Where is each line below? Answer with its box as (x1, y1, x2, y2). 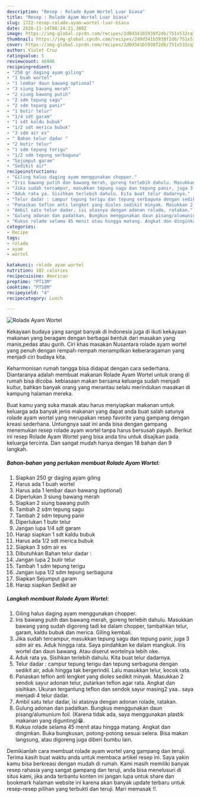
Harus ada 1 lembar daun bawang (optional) (15, 487, 122, 494)
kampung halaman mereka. (7, 390, 74, 398)
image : (7, 31, 23, 37)
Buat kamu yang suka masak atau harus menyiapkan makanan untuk (7, 402, 174, 409)
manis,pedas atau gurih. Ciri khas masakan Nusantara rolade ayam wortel (7, 341, 187, 348)
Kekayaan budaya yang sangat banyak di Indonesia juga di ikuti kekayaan (7, 328, 186, 335)
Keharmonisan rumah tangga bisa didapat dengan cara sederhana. (7, 365, 170, 372)
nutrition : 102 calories (7, 268, 68, 274)
